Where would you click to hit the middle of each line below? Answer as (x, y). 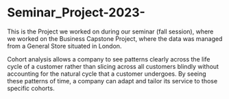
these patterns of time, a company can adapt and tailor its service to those (112, 81)
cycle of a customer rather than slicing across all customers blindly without (113, 66)
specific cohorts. (31, 88)
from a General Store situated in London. (64, 46)
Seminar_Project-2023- (76, 13)
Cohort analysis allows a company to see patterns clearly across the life (109, 59)
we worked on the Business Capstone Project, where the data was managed (115, 38)
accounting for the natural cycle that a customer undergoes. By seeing (107, 74)
